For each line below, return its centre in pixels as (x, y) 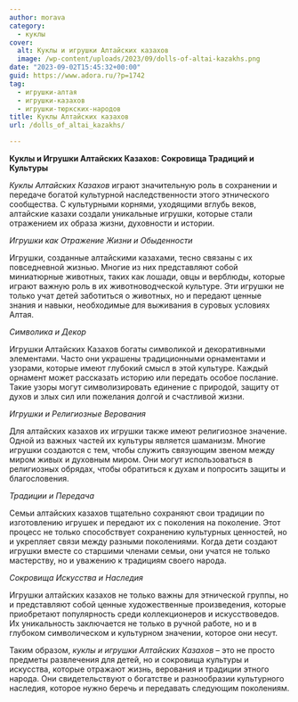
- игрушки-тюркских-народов (69, 109)
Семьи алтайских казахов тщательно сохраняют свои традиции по (137, 513)
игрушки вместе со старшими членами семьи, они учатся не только (140, 551)
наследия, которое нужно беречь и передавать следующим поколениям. (149, 688)
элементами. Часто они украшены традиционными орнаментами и (138, 359)
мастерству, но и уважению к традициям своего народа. (118, 560)
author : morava (37, 17)
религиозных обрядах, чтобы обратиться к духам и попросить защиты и (148, 469)
